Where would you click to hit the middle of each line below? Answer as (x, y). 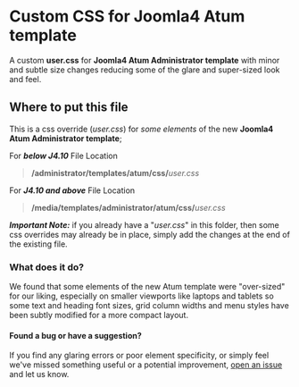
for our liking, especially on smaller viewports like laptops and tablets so (141, 296)
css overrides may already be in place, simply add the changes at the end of (149, 234)
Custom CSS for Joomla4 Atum (127, 17)
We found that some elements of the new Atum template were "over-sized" (147, 287)
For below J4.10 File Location (63, 156)
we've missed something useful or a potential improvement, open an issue (146, 365)
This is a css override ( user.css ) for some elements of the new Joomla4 (141, 129)
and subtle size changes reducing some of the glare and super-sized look (145, 70)
